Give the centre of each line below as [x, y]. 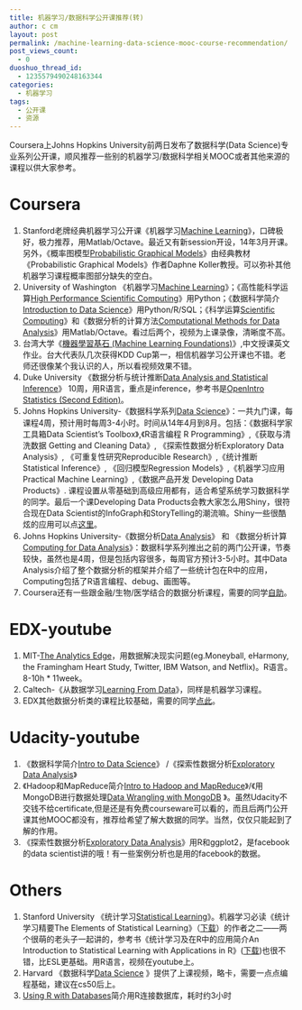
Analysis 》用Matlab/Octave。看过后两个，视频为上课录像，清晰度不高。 [156, 332]
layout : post [34, 34]
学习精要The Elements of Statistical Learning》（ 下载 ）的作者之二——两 [155, 927]
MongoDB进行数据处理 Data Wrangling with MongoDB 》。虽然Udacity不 [155, 797]
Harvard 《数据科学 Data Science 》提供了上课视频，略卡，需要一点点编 [155, 973]
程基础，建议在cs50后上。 [71, 984]
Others [36, 891]
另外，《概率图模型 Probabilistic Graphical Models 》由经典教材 [136, 253]
